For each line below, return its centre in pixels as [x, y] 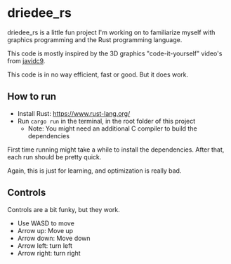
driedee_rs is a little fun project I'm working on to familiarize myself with [111, 32]
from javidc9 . [26, 60]
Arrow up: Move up [45, 230]
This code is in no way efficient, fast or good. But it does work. [98, 74]
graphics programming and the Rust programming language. [95, 39]
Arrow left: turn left [45, 245]
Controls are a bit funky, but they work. [64, 209]
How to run [32, 97]
